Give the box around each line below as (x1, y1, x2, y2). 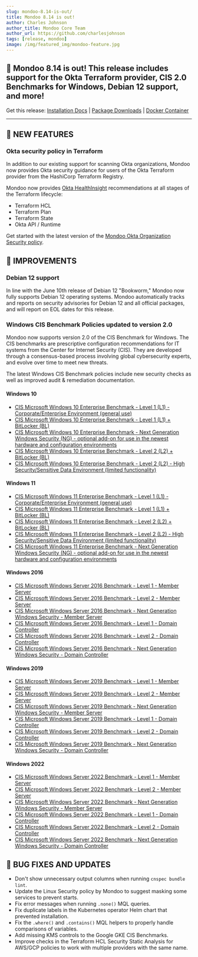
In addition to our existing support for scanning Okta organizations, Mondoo (6, 161, 190, 168)
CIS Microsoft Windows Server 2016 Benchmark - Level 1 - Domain (14, 619, 178, 626)
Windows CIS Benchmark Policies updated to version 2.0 (6, 320, 173, 328)
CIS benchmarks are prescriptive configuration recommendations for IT (6, 340, 180, 347)
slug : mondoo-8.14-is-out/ (6, 8, 72, 15)
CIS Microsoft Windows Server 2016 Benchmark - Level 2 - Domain (14, 632, 179, 639)
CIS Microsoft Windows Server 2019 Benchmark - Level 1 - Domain (14, 716, 178, 723)
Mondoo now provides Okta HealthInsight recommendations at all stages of (6, 184, 190, 192)
